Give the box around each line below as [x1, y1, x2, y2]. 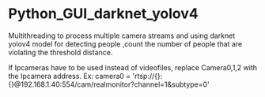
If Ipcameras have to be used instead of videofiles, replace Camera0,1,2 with [8, 62, 258, 72]
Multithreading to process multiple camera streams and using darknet [8, 31, 236, 40]
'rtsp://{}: [132, 71, 163, 80]
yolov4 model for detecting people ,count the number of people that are [8, 39, 243, 48]
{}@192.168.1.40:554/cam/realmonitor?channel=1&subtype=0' [8, 80, 210, 89]
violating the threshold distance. [8, 47, 113, 57]
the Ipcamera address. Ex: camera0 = [8, 71, 131, 80]
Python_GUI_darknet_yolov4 [8, 5, 199, 23]
